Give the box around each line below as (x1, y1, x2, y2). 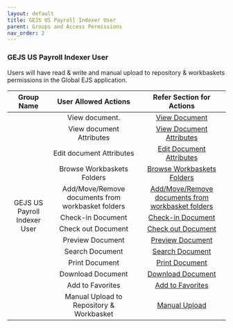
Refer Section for (153, 92, 211, 101)
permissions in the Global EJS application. (7, 76, 128, 84)
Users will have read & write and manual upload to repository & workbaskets (7, 68, 225, 76)
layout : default (7, 10, 54, 17)
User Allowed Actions (57, 97, 130, 106)
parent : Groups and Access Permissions (7, 23, 123, 30)
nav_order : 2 (7, 29, 45, 37)
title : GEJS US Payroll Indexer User (7, 17, 116, 24)
